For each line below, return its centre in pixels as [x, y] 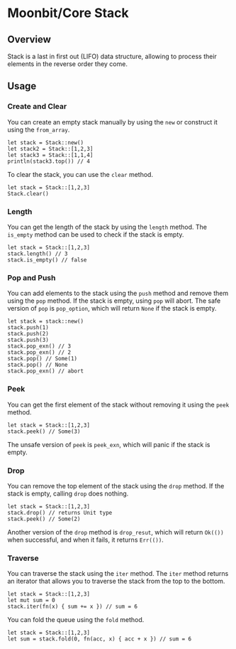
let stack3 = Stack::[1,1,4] [50, 155]
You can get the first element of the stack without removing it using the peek [118, 404]
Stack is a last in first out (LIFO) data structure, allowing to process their [112, 56]
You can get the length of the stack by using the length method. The [107, 227]
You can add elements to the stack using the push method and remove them [118, 294]
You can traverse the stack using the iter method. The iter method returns [118, 574]
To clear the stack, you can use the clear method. [80, 174]
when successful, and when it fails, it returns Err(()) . [86, 540]
